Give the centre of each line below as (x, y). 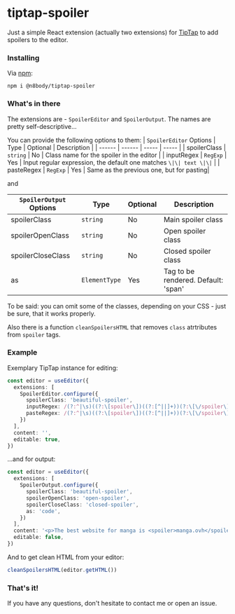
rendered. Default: (193, 280)
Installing (23, 57)
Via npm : (20, 73)
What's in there (34, 104)
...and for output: (31, 459)
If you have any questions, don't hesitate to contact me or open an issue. (112, 603)
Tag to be (179, 271)
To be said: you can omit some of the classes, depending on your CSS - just (117, 306)
